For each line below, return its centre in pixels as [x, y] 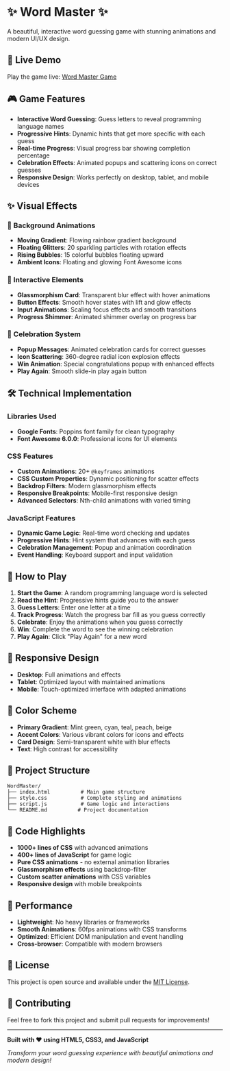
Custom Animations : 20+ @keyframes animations [86, 471]
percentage [33, 155]
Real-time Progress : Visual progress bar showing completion [103, 148]
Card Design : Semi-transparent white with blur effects [93, 742]
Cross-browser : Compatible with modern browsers [90, 944]
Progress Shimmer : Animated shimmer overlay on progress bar [107, 316]
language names [40, 126]
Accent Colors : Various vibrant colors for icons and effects [100, 734]
